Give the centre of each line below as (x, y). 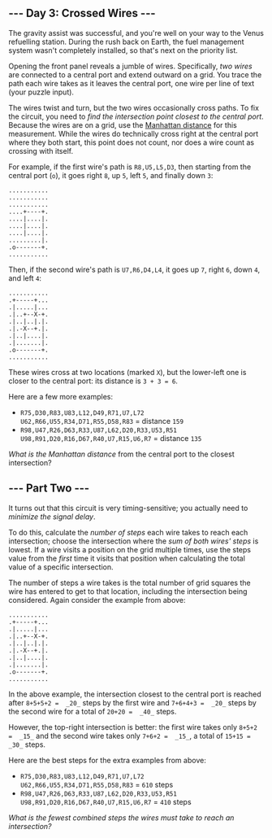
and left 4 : (25, 278)
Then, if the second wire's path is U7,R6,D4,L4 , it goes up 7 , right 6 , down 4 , (134, 269)
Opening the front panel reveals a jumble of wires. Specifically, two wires (131, 66)
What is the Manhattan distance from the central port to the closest (121, 454)
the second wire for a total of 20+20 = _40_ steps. (93, 711)
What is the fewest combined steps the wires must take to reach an (121, 818)
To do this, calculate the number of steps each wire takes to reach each (128, 532)
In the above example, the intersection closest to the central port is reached (135, 694)
